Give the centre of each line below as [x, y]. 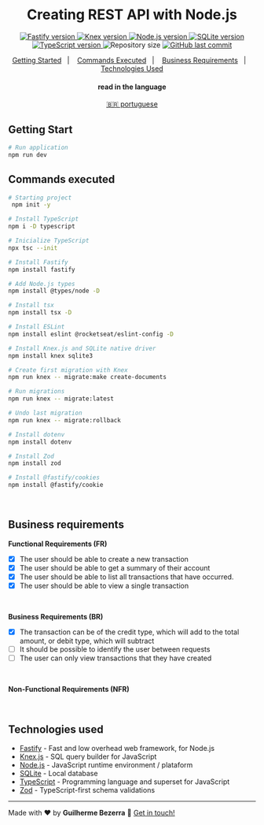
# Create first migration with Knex [68, 370]
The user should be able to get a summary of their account [115, 567]
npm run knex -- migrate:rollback [65, 420]
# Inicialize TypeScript [49, 241]
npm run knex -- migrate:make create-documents [88, 377]
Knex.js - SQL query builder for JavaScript [88, 756]
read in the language [132, 87]
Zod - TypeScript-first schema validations [87, 790]
